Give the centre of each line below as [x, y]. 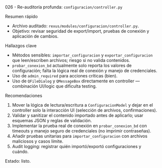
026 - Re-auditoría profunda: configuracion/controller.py [64, 7]
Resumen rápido [21, 16]
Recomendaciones [24, 95]
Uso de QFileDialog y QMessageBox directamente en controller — [76, 81]
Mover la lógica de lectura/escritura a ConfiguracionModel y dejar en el [82, 105]
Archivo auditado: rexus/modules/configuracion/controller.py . [75, 26]
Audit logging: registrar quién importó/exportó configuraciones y [77, 146]
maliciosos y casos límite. [38, 141]
